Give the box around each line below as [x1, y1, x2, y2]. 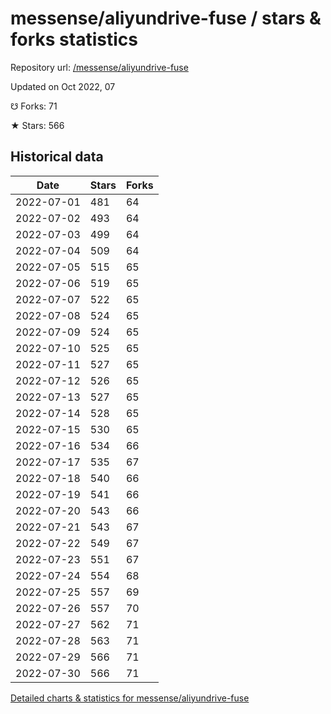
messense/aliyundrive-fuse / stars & [10, 7, 322, 30]
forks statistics [10, 28, 138, 51]
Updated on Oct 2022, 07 [10, 80, 116, 92]
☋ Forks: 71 [10, 100, 58, 112]
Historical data [10, 148, 104, 166]
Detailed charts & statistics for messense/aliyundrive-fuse [10, 692, 250, 704]
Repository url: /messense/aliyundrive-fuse [10, 61, 189, 73]
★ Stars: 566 [10, 119, 65, 131]
